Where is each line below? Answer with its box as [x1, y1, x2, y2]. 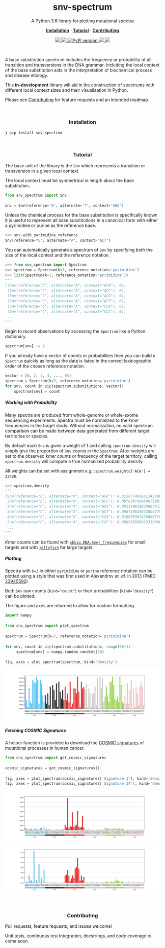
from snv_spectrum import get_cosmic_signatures [5, 755, 107, 761]
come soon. [5, 938, 29, 944]
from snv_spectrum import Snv [5, 193, 67, 198]
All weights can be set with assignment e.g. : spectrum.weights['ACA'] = [5, 468, 151, 474]
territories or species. [5, 433, 49, 439]
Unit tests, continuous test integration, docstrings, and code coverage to [5, 933, 152, 939]
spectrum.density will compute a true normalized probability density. [5, 458, 144, 464]
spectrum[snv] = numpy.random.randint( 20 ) [16, 649, 105, 655]
